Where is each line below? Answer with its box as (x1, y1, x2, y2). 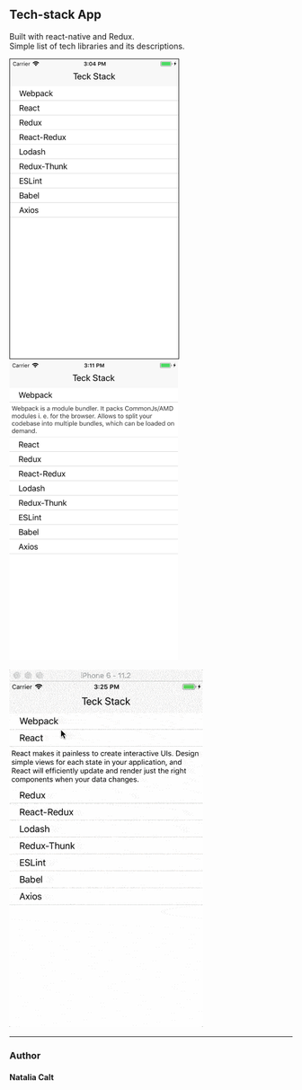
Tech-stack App (9, 7, 102, 22)
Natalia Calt (9, 1071, 54, 1082)
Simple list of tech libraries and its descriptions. (9, 40, 185, 51)
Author (9, 1050, 41, 1062)
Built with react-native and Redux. (9, 31, 135, 41)
